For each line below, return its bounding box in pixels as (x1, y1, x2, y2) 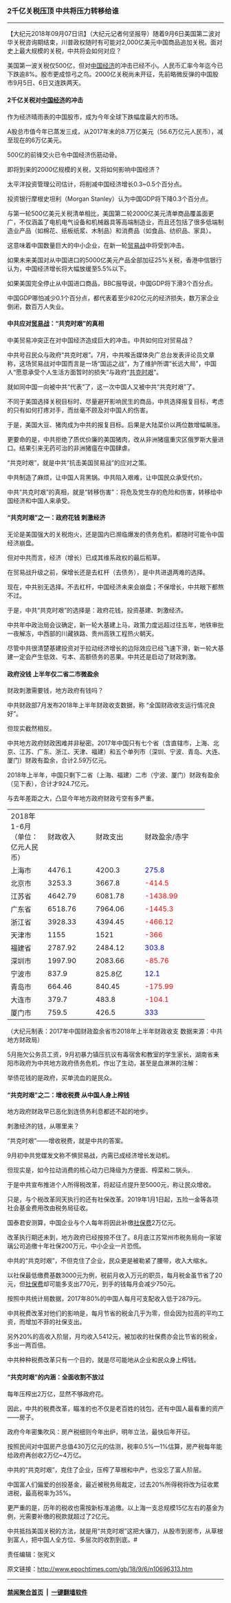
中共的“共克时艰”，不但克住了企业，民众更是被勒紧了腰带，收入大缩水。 (7, 1257, 212, 1265)
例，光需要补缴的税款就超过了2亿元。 (7, 1512, 113, 1520)
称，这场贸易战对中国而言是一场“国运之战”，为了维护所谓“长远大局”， (7, 359, 205, 367)
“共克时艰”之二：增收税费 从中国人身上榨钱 (7, 1090, 130, 1099)
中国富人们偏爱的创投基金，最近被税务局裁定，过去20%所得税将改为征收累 (7, 1480, 220, 1488)
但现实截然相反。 (7, 725, 56, 733)
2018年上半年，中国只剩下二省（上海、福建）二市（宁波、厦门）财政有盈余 (7, 771, 220, 779)
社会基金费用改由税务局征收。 (7, 1204, 91, 1212)
